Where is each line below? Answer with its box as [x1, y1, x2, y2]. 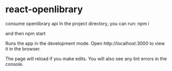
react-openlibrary [5, 4, 83, 15]
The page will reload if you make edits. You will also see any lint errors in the [5, 55, 167, 62]
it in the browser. [5, 45, 41, 52]
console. [5, 61, 24, 67]
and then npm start [5, 30, 46, 36]
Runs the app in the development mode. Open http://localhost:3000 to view [5, 40, 165, 46]
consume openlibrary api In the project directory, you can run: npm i [5, 20, 149, 27]
